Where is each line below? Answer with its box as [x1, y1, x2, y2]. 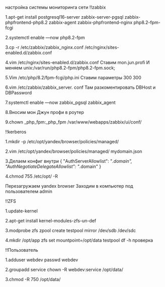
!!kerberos [5, 129, 27, 135]
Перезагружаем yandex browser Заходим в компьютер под [5, 183, 133, 189]
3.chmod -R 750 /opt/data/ [5, 276, 61, 282]
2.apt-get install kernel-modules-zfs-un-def [5, 218, 97, 223]
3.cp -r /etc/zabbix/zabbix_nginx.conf [5, 44, 84, 50]
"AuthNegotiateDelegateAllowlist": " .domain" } [5, 163, 102, 169]
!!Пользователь [5, 247, 39, 253]
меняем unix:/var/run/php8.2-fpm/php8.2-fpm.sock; [5, 65, 116, 71]
